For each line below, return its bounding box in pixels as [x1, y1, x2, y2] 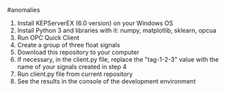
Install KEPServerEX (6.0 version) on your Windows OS [17, 19, 174, 27]
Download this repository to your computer [17, 48, 140, 56]
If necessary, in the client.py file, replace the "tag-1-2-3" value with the [17, 55, 219, 64]
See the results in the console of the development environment [17, 77, 196, 85]
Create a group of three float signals [17, 41, 121, 49]
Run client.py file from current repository [17, 70, 133, 78]
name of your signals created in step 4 [17, 63, 127, 70]
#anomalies [7, 6, 40, 14]
